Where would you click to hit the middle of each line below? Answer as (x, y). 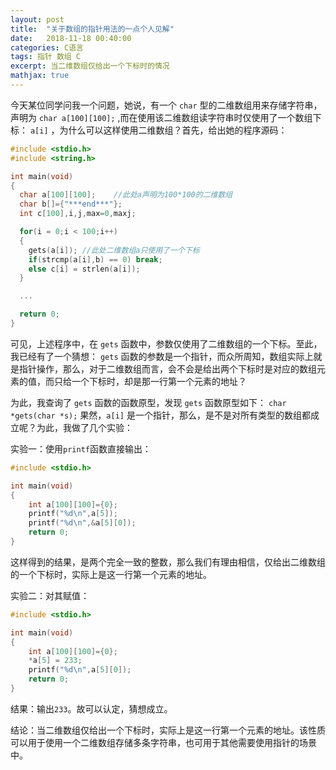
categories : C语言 (47, 47)
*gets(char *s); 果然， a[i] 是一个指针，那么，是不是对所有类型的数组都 (160, 415)
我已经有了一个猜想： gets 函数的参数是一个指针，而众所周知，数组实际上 (162, 356)
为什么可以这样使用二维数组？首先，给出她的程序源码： (173, 130)
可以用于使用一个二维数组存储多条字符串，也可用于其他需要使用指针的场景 (163, 742)
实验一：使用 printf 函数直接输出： (81, 448)
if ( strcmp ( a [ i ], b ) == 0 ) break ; (95, 259)
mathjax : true (40, 76)
